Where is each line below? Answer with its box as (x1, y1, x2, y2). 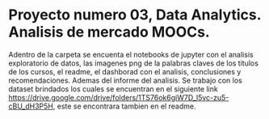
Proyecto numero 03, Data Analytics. (8, 6, 261, 24)
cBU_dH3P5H (8, 101, 54, 111)
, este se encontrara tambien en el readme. (53, 101, 196, 111)
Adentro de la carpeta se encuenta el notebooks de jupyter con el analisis (8, 49, 254, 59)
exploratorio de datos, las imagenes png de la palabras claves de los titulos (8, 58, 258, 68)
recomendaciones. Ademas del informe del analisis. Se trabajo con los (8, 75, 242, 85)
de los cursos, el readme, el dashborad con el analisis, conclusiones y (8, 66, 242, 76)
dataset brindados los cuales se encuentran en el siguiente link (8, 83, 218, 94)
